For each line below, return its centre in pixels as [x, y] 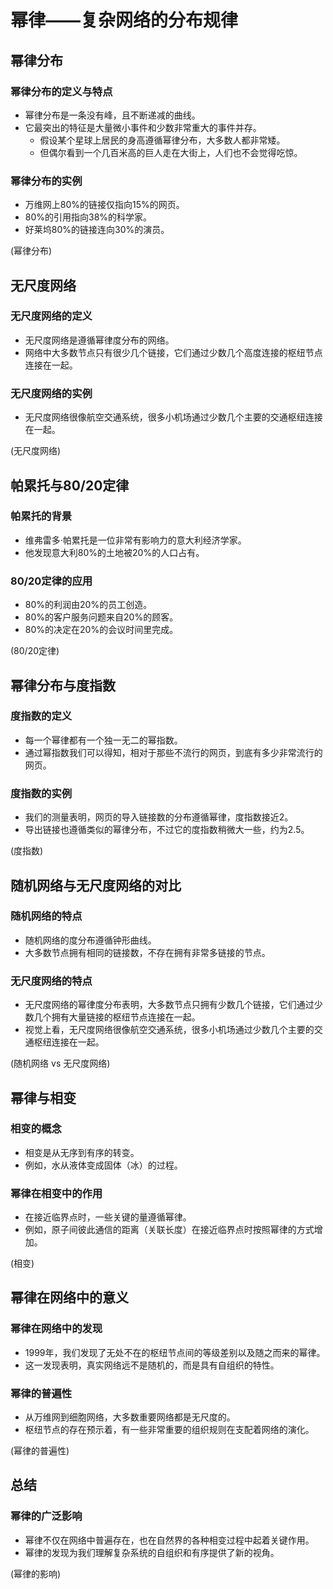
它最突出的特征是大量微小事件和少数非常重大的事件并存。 [143, 127]
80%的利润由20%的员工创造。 [88, 605]
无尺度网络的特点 [51, 981]
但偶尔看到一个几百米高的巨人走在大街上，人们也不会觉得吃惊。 [171, 152]
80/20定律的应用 [51, 581]
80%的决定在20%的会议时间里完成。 [101, 630]
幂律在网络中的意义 [69, 1297]
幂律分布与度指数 [63, 685]
